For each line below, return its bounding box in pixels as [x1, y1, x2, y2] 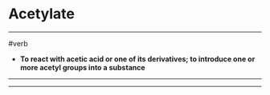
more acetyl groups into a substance [19, 62, 146, 72]
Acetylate [8, 5, 75, 23]
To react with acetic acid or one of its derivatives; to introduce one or [19, 53, 256, 64]
